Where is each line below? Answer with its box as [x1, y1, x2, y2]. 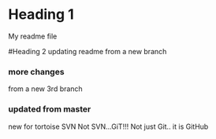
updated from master [8, 104, 91, 115]
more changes [8, 66, 65, 77]
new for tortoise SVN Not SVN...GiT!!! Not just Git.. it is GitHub [8, 122, 209, 131]
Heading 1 [8, 5, 75, 24]
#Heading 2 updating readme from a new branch [8, 46, 167, 56]
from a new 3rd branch [8, 84, 83, 93]
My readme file [8, 31, 58, 41]
